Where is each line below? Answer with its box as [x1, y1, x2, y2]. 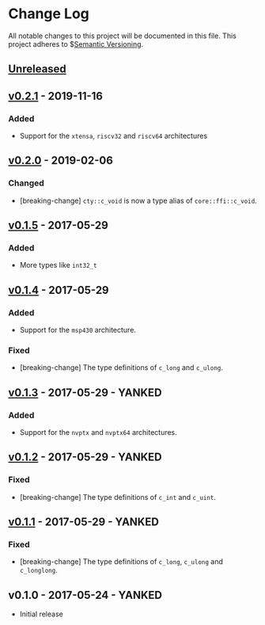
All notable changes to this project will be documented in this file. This [8, 31, 237, 40]
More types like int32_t [19, 261, 97, 270]
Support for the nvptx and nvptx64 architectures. [19, 428, 178, 437]
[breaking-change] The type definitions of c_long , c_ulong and [19, 557, 224, 566]
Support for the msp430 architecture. [19, 326, 137, 335]
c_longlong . [19, 566, 58, 575]
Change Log [8, 5, 89, 23]
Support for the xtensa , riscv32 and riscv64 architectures [19, 131, 208, 141]
